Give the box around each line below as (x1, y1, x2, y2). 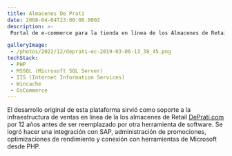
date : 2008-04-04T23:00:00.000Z (7, 17, 100, 23)
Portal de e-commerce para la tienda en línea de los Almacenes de (10, 29, 209, 37)
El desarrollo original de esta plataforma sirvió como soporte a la (7, 106, 191, 114)
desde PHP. (7, 142, 41, 150)
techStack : (7, 55, 39, 62)
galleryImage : (7, 42, 48, 49)
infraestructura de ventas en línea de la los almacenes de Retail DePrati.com (7, 113, 224, 121)
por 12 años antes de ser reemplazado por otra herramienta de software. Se (7, 120, 223, 128)
